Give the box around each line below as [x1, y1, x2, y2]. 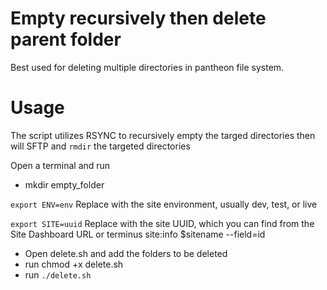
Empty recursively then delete [10, 7, 267, 30]
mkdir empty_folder [24, 178, 105, 191]
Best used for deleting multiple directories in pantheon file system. [10, 61, 285, 73]
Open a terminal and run [10, 159, 111, 171]
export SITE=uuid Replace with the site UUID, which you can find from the [10, 217, 315, 229]
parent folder [10, 28, 122, 51]
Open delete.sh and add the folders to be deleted [24, 247, 228, 259]
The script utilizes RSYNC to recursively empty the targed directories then [10, 129, 316, 141]
